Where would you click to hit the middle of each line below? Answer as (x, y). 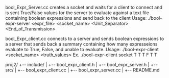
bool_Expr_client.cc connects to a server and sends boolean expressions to (85, 38)
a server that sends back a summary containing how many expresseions (81, 44)
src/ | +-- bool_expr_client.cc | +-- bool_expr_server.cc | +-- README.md (82, 70)
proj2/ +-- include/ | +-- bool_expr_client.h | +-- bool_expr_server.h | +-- (82, 65)
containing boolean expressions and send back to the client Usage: (76, 18)
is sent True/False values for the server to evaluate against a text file (77, 13)
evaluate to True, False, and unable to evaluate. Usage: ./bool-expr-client (82, 49)
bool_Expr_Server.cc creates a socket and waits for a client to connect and (84, 7)
